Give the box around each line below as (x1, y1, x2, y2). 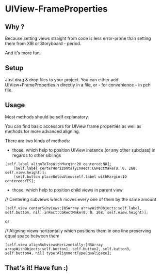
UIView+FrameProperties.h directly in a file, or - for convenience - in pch (5, 82, 151, 87)
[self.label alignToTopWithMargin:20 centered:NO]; (5, 161, 112, 166)
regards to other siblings (12, 152, 62, 158)
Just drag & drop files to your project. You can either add (5, 76, 119, 83)
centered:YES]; (5, 178, 36, 183)
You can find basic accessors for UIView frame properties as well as (5, 123, 142, 129)
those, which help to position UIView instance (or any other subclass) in (12, 147, 156, 153)
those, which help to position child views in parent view (12, 187, 123, 193)
